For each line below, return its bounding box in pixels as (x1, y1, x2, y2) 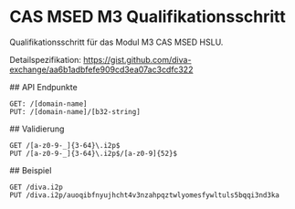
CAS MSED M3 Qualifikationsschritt (9, 6, 286, 27)
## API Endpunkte (9, 81, 78, 92)
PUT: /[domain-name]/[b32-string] (9, 107, 142, 116)
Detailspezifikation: (9, 54, 82, 65)
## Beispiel (9, 164, 52, 175)
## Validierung (9, 123, 65, 134)
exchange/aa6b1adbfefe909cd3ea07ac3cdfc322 (9, 64, 194, 75)
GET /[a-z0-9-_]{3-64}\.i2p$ (9, 141, 121, 150)
